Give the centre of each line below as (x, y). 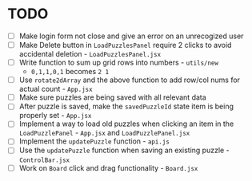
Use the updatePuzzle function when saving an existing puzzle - (124, 150)
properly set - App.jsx (55, 116)
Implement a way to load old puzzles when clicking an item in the (126, 124)
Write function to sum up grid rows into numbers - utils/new (119, 63)
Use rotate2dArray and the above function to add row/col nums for (130, 80)
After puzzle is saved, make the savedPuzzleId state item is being (126, 106)
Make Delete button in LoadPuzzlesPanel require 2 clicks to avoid (125, 45)
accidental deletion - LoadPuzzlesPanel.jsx (90, 54)
